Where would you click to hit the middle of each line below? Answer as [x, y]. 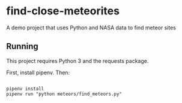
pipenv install [25, 89]
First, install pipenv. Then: [38, 72]
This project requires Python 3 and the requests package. [77, 60]
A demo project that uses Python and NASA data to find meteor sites [91, 28]
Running [23, 46]
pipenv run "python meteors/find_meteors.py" [64, 94]
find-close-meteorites [63, 11]
